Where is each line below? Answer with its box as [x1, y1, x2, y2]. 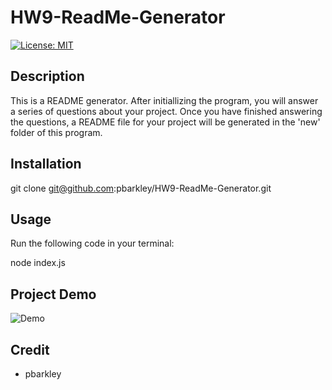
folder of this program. [10, 126, 103, 138]
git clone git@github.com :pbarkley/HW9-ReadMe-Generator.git [10, 182, 272, 194]
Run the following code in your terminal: [10, 237, 175, 250]
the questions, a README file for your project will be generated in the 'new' [10, 116, 321, 128]
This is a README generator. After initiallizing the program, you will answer [10, 94, 319, 106]
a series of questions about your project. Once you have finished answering [10, 105, 323, 117]
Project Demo [10, 286, 97, 303]
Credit [10, 341, 50, 358]
